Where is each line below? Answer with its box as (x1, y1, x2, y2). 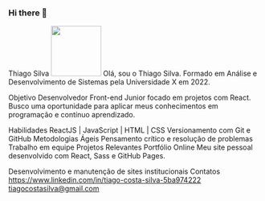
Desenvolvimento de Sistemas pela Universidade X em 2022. (8, 77, 210, 87)
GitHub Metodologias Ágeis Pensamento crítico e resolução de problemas (8, 134, 253, 144)
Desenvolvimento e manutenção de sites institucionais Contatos (8, 166, 221, 176)
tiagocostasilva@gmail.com (8, 184, 100, 194)
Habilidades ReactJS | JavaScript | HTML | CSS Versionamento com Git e (8, 125, 251, 135)
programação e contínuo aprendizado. (8, 110, 136, 120)
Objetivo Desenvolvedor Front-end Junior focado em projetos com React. (8, 92, 251, 103)
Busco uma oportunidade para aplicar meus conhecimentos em (8, 101, 218, 111)
